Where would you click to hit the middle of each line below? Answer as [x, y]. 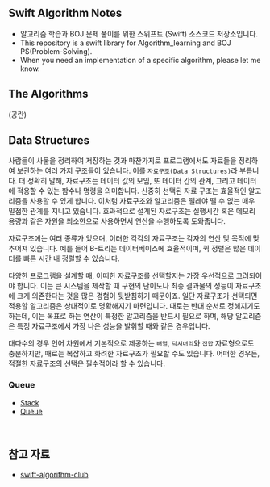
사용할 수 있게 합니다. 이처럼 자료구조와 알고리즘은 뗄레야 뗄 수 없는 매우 [142, 201]
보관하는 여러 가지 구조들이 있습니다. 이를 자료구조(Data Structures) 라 [127, 171]
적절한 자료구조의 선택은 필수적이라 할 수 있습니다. [87, 363]
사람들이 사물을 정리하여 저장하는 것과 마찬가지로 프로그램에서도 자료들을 [123, 161]
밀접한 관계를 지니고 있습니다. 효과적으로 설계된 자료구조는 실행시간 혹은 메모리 [132, 211]
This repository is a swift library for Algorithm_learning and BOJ [125, 43]
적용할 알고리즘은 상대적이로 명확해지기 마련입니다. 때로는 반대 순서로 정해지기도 [134, 306]
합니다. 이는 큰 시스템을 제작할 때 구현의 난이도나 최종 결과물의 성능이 [125, 286]
